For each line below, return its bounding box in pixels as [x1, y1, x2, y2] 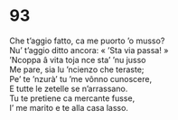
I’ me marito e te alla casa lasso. [9, 102, 129, 113]
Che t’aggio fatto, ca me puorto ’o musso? [9, 35, 165, 46]
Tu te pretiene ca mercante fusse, [9, 92, 136, 104]
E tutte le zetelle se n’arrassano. [9, 83, 128, 94]
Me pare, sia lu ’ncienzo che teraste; [9, 64, 145, 75]
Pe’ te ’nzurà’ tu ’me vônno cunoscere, [9, 73, 153, 84]
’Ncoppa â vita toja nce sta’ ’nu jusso [9, 54, 146, 65]
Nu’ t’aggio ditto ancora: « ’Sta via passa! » [9, 44, 169, 55]
